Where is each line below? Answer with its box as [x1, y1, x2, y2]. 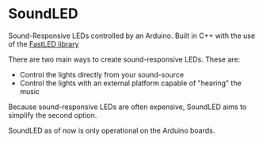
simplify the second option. [8, 110, 97, 119]
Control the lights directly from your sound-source [19, 70, 185, 79]
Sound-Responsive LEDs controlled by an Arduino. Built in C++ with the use [8, 31, 256, 40]
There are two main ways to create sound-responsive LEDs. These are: [8, 55, 240, 64]
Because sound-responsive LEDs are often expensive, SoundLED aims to [8, 102, 247, 111]
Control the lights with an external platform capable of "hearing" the [19, 78, 242, 88]
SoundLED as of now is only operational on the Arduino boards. [8, 126, 215, 135]
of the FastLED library [8, 39, 79, 48]
